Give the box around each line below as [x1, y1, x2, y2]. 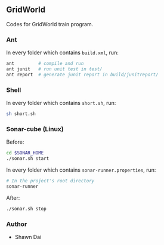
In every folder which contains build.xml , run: [6, 49, 119, 56]
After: [6, 194, 20, 201]
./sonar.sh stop [6, 206, 47, 212]
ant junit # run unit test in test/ [6, 66, 103, 72]
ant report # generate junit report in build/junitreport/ [6, 72, 159, 77]
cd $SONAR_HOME [6, 150, 44, 156]
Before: [6, 138, 24, 145]
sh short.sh [6, 111, 36, 117]
